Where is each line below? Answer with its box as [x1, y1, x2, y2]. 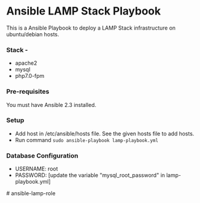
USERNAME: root [15, 165, 59, 173]
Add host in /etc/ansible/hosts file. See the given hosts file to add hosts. [15, 130, 195, 137]
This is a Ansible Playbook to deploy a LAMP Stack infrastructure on [6, 24, 176, 31]
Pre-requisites [6, 88, 50, 96]
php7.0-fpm [15, 72, 45, 80]
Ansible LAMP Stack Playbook [6, 4, 161, 18]
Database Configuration [6, 151, 79, 159]
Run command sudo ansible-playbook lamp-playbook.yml [15, 136, 159, 143]
